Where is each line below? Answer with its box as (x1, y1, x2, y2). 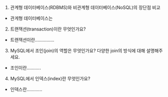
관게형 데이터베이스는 (10, 15, 53, 21)
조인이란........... (10, 65, 41, 71)
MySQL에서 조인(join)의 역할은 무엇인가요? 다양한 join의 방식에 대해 (10, 48, 146, 53)
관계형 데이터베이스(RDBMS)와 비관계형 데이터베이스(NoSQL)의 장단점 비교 (10, 5, 161, 10)
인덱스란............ (10, 86, 42, 92)
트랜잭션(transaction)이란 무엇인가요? (10, 26, 86, 32)
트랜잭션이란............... (10, 37, 54, 43)
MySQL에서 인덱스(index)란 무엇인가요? (10, 76, 91, 81)
